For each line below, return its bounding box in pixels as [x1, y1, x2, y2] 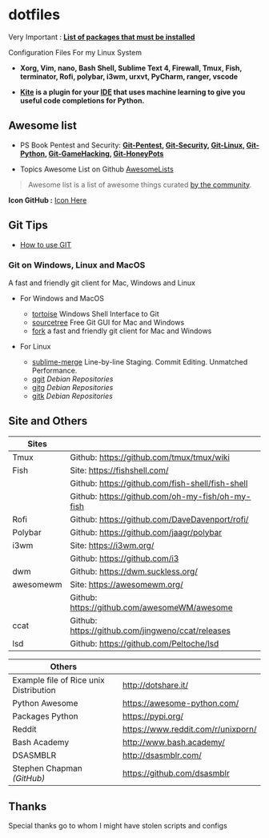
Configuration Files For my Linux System [8, 47, 143, 57]
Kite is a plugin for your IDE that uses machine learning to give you [19, 87, 246, 97]
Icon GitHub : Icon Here [8, 195, 87, 205]
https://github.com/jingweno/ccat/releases [70, 625, 231, 636]
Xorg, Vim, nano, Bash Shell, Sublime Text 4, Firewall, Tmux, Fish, [19, 62, 243, 73]
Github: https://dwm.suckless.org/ [70, 566, 199, 577]
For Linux [19, 341, 51, 351]
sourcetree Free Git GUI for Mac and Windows [31, 317, 185, 327]
